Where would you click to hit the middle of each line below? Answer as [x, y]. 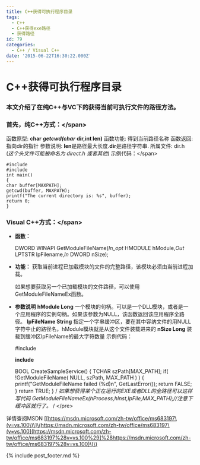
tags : [13, 17]
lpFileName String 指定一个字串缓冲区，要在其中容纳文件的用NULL [109, 322]
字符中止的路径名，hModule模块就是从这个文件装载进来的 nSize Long [100, 329]
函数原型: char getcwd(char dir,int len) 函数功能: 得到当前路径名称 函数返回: [100, 139]
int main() [20, 175]
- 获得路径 [23, 34]
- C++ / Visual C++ [36, 50]
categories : [21, 45]
